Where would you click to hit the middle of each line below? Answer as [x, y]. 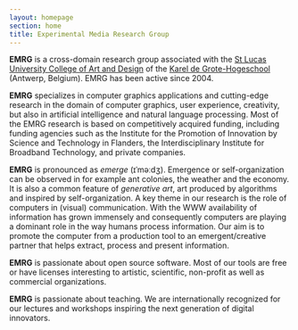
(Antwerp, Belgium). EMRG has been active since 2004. [112, 78]
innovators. [30, 318]
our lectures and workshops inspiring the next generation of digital [132, 309]
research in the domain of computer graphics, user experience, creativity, [145, 105]
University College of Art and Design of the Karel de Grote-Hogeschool [140, 69]
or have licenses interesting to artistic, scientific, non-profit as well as [137, 272]
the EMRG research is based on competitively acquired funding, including [145, 124]
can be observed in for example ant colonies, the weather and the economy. [149, 179]
